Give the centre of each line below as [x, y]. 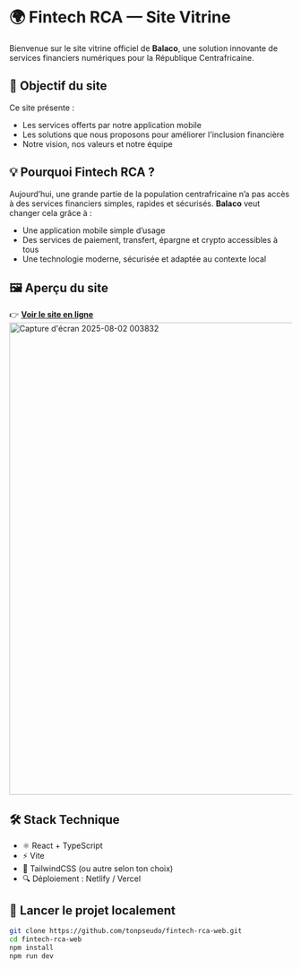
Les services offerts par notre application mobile [112, 125]
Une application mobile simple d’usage [94, 230]
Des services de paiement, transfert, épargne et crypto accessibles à [150, 239]
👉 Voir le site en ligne [52, 315]
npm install [31, 947]
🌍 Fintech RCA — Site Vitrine [120, 17]
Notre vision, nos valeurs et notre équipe [97, 143]
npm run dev [31, 956]
